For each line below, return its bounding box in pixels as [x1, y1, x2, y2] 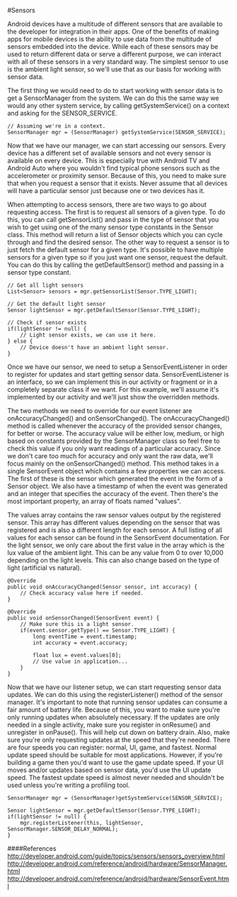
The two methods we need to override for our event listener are [7, 407, 192, 414]
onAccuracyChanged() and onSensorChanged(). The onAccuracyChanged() [7, 414, 230, 422]
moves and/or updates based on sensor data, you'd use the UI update [7, 766, 212, 774]
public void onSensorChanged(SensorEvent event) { [7, 615, 160, 622]
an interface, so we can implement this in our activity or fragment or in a [7, 378, 218, 386]
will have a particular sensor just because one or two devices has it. [7, 187, 205, 194]
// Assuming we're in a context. [7, 123, 106, 130]
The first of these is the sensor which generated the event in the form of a [7, 475, 223, 483]
